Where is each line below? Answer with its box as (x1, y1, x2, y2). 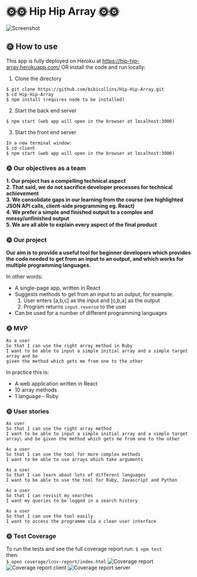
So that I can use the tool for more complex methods (6, 451, 141, 457)
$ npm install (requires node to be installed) (6, 97, 125, 102)
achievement (6, 190, 39, 197)
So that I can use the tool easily (6, 513, 94, 519)
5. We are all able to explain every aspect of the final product (6, 221, 157, 228)
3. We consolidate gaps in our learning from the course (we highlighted (6, 196, 183, 203)
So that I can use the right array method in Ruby (6, 343, 133, 349)
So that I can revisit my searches (6, 492, 94, 499)
